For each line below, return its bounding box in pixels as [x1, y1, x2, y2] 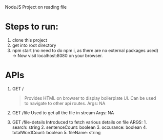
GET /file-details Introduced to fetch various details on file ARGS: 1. [12, 119, 147, 125]
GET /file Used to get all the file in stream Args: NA [12, 109, 114, 116]
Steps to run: [5, 21, 59, 32]
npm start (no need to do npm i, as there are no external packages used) [12, 47, 159, 53]
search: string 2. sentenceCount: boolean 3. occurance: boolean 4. [12, 124, 147, 130]
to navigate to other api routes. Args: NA [24, 100, 106, 106]
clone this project [12, 37, 47, 43]
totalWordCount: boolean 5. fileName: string [12, 129, 101, 135]
